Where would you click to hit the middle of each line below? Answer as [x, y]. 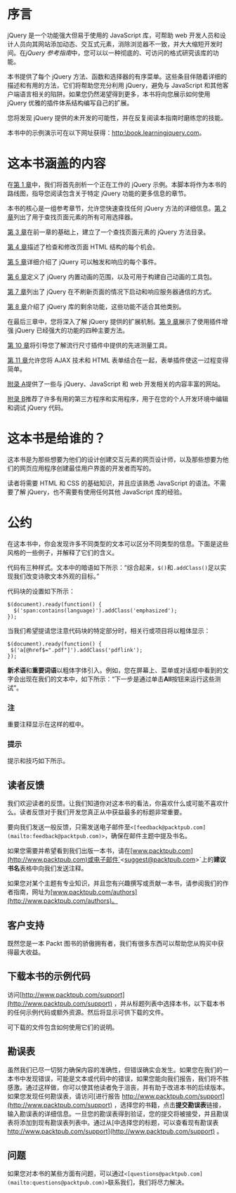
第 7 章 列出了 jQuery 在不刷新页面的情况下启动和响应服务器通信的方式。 [111, 292]
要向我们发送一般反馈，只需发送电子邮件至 [69, 827]
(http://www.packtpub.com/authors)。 [63, 901]
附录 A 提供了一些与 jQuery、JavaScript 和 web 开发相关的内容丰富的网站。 [116, 384]
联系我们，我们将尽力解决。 [148, 1182]
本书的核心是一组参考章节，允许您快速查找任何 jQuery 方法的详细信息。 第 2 [117, 208]
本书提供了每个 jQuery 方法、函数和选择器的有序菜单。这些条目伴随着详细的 [117, 76]
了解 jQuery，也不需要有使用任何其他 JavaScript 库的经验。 [99, 492]
